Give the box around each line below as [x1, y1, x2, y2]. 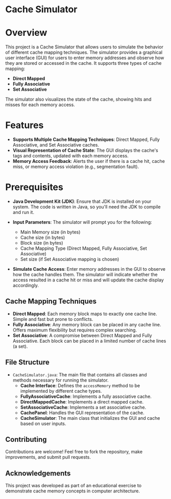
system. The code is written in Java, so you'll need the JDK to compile [12, 204, 161, 210]
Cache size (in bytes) [20, 234, 65, 241]
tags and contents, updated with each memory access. [12, 153, 129, 159]
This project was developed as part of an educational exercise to [5, 483, 142, 489]
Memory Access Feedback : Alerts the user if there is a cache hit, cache [12, 158, 165, 164]
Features [5, 120, 44, 131]
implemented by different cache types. [20, 388, 102, 394]
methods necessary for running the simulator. [12, 377, 109, 383]
